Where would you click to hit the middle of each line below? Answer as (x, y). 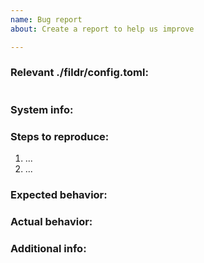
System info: (42, 109)
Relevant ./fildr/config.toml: (79, 73)
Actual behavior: (51, 221)
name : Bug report (46, 19)
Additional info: (48, 248)
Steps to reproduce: (60, 136)
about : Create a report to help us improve (102, 29)
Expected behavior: (59, 194)
